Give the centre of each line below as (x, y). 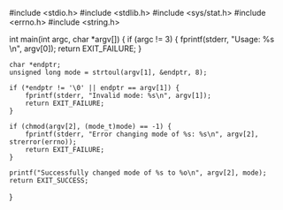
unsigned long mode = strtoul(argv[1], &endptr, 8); (108, 72)
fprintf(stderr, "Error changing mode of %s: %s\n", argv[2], (142, 134)
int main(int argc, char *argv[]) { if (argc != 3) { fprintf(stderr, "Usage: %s (142, 39)
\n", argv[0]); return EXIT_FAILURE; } (76, 49)
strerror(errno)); (43, 142)
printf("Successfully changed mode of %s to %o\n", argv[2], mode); (138, 173)
